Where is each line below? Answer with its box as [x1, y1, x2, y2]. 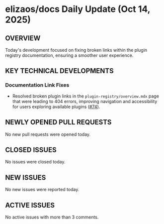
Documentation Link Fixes [5, 82, 70, 89]
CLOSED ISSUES [5, 145, 57, 154]
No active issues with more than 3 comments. [5, 214, 99, 220]
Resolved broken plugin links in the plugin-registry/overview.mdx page [12, 93, 159, 99]
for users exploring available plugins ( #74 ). [12, 104, 100, 110]
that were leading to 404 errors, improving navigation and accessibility [12, 98, 158, 104]
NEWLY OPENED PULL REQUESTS [5, 118, 112, 126]
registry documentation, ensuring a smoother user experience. [5, 52, 134, 58]
